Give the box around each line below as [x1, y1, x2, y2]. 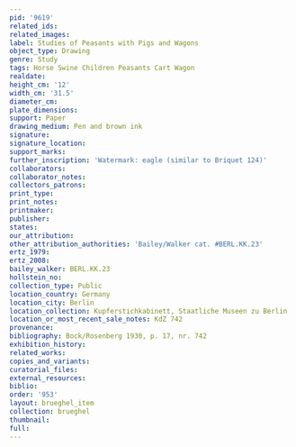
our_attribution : [9, 231, 75, 240]
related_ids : [9, 22, 58, 31]
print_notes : [9, 197, 58, 207]
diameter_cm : [9, 96, 58, 106]
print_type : [9, 189, 54, 198]
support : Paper [9, 114, 67, 123]
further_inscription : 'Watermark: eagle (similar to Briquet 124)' [9, 155, 268, 165]
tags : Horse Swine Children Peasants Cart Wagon [9, 64, 195, 73]
